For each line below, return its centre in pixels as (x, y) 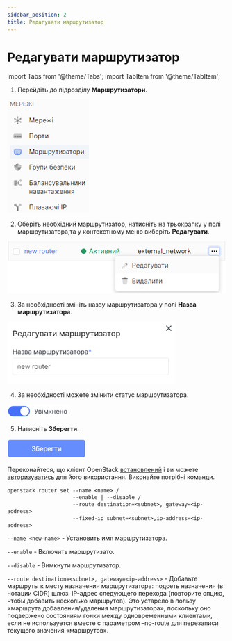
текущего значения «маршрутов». (58, 631)
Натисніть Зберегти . (48, 429)
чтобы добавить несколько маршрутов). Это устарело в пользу (102, 601)
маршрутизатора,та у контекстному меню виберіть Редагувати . (113, 232)
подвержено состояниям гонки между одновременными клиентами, (110, 616)
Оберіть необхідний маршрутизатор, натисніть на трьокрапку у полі (119, 224)
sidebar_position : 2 (37, 15)
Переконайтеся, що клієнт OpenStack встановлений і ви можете (103, 470)
